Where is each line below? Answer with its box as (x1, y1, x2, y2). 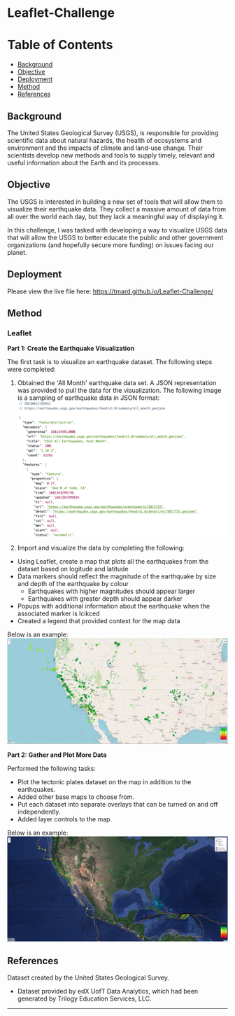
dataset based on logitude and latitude (17, 565, 129, 573)
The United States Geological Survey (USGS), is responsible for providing (7, 128, 219, 137)
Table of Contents (7, 37, 113, 53)
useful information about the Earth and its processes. (7, 158, 161, 167)
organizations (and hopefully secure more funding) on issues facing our (7, 240, 215, 249)
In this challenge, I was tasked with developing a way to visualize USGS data (7, 225, 227, 234)
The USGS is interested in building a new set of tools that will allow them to (7, 197, 223, 206)
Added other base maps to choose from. (17, 793, 135, 801)
